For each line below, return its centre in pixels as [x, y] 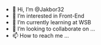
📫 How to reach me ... [40, 36]
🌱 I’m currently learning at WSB [52, 22]
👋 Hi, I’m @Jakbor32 [38, 9]
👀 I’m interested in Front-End [48, 16]
